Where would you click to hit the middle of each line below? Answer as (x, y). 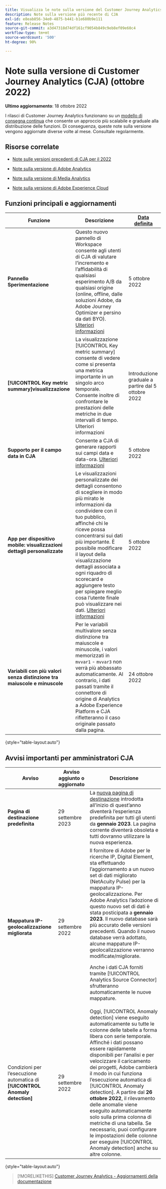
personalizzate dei (97, 480)
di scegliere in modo (99, 492)
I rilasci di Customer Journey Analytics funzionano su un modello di (74, 115)
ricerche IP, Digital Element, (122, 857)
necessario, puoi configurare (123, 1129)
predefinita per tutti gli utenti (123, 818)
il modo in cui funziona (116, 1074)
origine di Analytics (98, 699)
